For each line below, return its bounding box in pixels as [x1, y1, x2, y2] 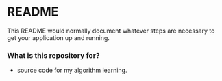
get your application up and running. [7, 33, 110, 42]
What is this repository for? [7, 50, 101, 60]
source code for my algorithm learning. [16, 66, 127, 75]
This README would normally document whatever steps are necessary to [7, 27, 215, 35]
